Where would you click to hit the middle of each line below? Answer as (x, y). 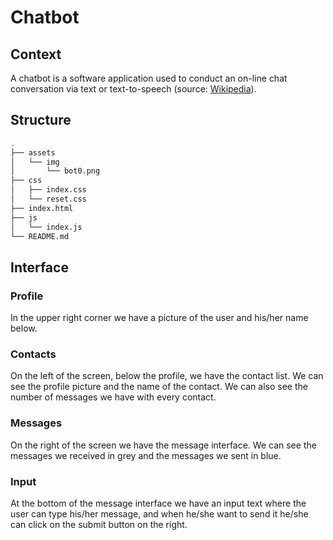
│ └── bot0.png (55, 171)
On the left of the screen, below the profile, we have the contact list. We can (167, 376)
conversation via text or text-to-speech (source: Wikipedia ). (133, 89)
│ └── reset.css (48, 199)
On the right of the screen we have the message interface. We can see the (163, 445)
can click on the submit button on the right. (99, 525)
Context (36, 54)
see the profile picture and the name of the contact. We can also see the (159, 387)
